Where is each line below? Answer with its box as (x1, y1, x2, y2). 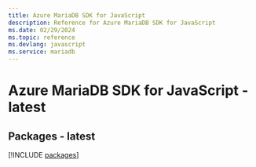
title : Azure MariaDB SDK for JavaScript (8, 11, 146, 20)
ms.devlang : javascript (8, 41, 86, 49)
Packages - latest (8, 129, 96, 143)
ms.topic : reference (8, 33, 76, 42)
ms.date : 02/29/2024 (8, 26, 76, 34)
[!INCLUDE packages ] (8, 151, 79, 159)
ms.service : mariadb (8, 48, 76, 56)
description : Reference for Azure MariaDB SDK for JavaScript (8, 19, 216, 27)
